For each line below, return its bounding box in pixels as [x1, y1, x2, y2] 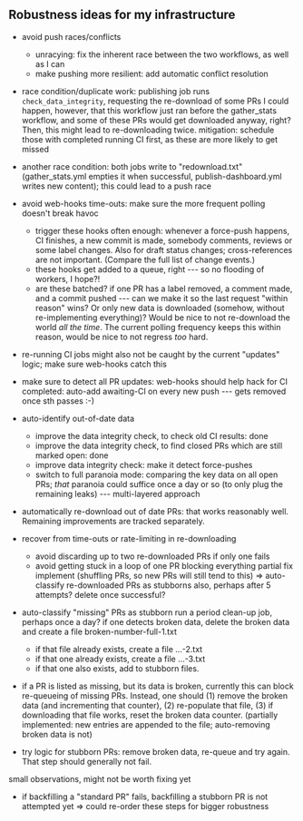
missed [21, 143, 49, 154]
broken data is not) [21, 728, 93, 739]
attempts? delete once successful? [34, 589, 166, 600]
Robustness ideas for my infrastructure [8, 7, 236, 23]
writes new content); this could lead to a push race [21, 181, 212, 191]
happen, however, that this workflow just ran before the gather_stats [21, 104, 278, 116]
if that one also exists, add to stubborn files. [34, 662, 200, 674]
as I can [34, 58, 65, 69]
